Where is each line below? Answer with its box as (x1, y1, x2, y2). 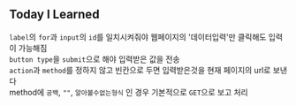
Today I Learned (9, 7, 100, 22)
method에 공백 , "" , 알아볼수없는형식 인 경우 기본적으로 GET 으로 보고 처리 (9, 87, 249, 97)
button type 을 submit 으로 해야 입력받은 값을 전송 (9, 53, 180, 64)
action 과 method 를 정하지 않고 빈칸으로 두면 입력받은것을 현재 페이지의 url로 (9, 64, 271, 75)
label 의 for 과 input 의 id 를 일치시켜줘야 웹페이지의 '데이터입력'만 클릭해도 (9, 31, 267, 42)
